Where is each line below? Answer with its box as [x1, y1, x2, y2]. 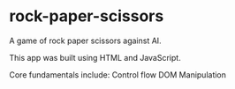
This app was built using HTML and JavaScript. [9, 52, 181, 63]
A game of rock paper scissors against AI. [9, 35, 162, 46]
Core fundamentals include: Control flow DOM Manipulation [9, 69, 227, 80]
